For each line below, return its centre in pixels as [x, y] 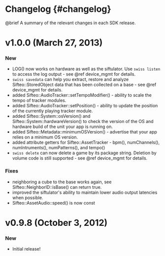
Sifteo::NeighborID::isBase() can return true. [57, 187]
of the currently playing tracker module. [52, 111]
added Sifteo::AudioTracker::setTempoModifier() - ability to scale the [82, 95]
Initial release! [26, 249]
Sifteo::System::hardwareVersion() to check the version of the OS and [83, 122]
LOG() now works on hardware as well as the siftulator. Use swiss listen [86, 69]
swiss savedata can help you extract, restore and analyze [70, 80]
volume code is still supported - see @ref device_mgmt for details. [80, 158]
